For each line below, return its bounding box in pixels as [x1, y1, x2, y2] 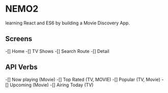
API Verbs [5, 63, 38, 72]
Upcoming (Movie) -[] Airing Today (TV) [10, 82, 94, 88]
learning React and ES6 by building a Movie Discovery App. [5, 20, 130, 26]
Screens [5, 35, 32, 43]
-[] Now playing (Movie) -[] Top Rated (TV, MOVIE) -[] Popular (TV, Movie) [5, 76, 160, 82]
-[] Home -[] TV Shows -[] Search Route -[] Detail [5, 48, 109, 54]
